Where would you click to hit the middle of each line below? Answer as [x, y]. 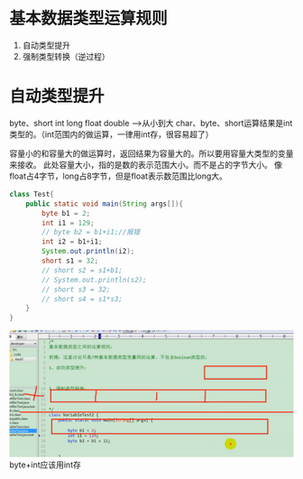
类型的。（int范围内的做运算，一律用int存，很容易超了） [111, 134]
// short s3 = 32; [76, 290]
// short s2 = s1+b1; [83, 270]
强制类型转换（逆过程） [66, 56]
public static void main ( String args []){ [104, 204]
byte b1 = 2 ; [66, 213]
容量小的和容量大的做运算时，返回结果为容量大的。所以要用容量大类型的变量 [151, 153]
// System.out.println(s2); [94, 280]
